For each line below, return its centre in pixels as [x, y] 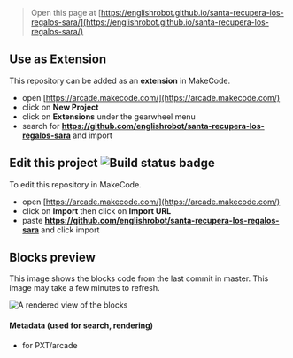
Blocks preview [52, 258]
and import [93, 135]
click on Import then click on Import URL [96, 210]
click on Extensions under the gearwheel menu [109, 116]
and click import [70, 230]
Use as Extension [58, 60]
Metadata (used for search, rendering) [81, 325]
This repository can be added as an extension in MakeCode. [120, 80]
